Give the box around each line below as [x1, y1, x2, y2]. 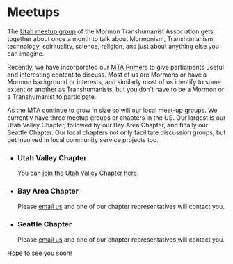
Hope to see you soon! [7, 249, 72, 257]
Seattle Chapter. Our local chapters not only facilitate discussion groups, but [7, 128, 226, 137]
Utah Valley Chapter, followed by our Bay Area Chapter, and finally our [7, 121, 209, 129]
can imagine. [7, 49, 45, 58]
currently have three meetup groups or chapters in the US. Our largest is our [7, 113, 226, 122]
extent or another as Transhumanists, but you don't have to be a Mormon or [7, 85, 225, 93]
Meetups [7, 4, 61, 20]
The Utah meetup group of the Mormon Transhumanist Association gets [7, 27, 214, 36]
